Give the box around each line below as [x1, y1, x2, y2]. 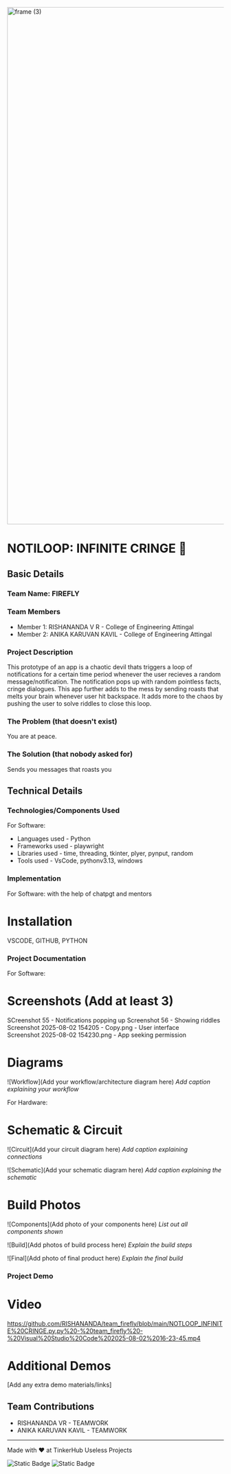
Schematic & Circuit [7, 1122, 122, 1138]
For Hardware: [7, 1098, 48, 1106]
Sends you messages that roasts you [7, 765, 112, 773]
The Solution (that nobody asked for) [7, 750, 133, 759]
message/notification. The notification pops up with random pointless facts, [7, 677, 221, 686]
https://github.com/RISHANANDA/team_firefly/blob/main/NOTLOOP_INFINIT [7, 1319, 223, 1327]
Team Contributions [7, 1400, 95, 1412]
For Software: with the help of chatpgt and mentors [7, 889, 153, 898]
